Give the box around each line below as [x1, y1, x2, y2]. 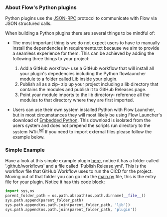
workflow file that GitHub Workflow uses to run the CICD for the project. [5, 168, 153, 174]
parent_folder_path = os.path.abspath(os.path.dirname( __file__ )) [5, 193, 146, 198]
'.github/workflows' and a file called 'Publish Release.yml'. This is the [5, 163, 147, 169]
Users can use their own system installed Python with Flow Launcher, [12, 107, 156, 113]
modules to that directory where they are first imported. [19, 97, 134, 103]
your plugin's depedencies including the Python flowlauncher [19, 71, 146, 77]
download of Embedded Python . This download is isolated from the [12, 117, 151, 123]
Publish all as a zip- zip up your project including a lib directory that [19, 81, 159, 87]
